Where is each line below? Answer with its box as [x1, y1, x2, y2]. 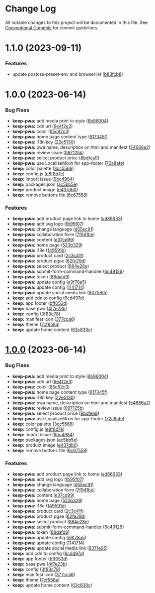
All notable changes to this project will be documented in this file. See [5, 19, 148, 25]
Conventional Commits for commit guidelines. [5, 24, 98, 30]
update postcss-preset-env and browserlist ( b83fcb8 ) [12, 71, 123, 77]
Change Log [5, 3, 56, 14]
